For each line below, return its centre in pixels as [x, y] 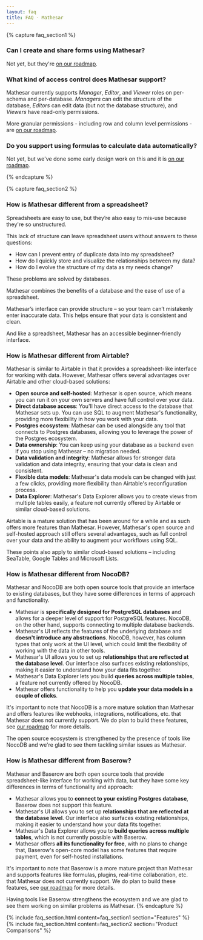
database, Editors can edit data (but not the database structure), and [92, 105]
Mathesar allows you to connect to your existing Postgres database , [102, 798]
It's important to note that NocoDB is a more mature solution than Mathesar [100, 707]
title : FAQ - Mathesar [35, 18]
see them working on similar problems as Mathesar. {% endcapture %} [95, 905]
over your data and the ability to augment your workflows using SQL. [92, 540]
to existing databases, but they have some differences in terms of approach [101, 594]
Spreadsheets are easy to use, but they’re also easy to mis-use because [96, 218]
